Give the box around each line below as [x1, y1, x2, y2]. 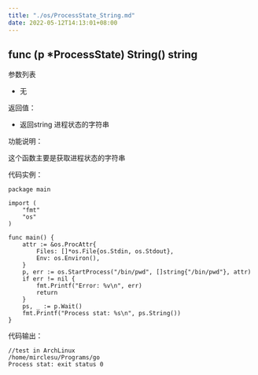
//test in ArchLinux [8, 347, 76, 355]
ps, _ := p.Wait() [22, 303, 83, 311]
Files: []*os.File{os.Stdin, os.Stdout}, [36, 248, 175, 256]
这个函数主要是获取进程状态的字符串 [8, 153, 126, 163]
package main [8, 186, 51, 193]
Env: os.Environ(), [36, 255, 101, 263]
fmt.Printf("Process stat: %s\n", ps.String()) [22, 310, 181, 318]
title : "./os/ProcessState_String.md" [8, 11, 135, 20]
